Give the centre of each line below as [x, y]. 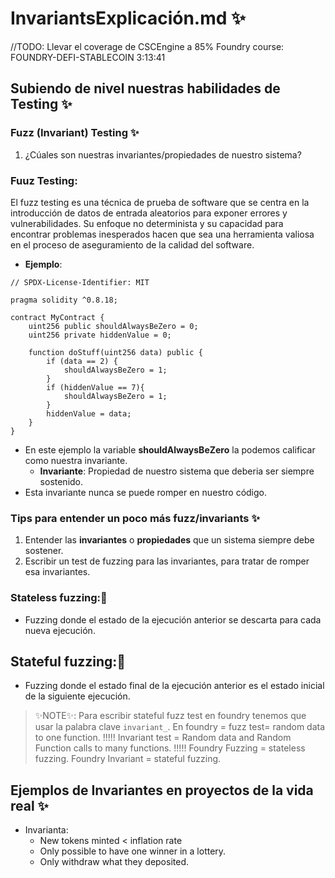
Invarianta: [46, 830]
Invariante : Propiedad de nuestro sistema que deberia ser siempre [177, 471]
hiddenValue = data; [89, 413]
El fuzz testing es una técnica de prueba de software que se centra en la [160, 202]
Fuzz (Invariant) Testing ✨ [75, 133]
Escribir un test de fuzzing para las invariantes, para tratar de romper [167, 561]
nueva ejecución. [60, 630]
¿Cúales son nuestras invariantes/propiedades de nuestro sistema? [163, 154]
